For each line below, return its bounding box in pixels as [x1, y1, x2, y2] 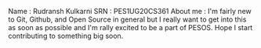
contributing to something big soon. [8, 31, 124, 40]
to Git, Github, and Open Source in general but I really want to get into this [8, 15, 247, 24]
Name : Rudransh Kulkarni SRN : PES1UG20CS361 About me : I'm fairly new [8, 7, 252, 15]
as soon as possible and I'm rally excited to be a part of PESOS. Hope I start [8, 23, 253, 32]
